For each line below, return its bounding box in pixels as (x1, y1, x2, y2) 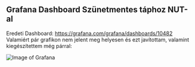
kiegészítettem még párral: (6, 42, 73, 49)
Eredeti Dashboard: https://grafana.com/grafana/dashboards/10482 (6, 30, 173, 37)
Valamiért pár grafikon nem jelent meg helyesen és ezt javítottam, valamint (6, 36, 190, 43)
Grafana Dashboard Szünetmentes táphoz (6, 5, 166, 15)
